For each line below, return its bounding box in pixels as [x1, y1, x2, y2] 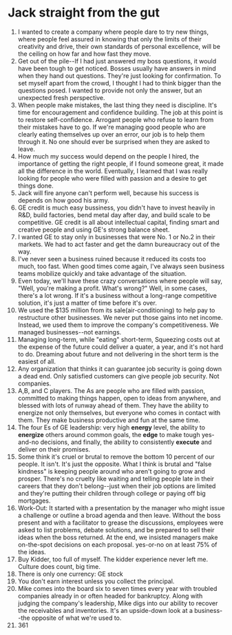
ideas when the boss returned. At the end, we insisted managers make [17, 533, 218, 541]
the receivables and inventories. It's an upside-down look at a [17, 606, 193, 614]
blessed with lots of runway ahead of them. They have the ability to [17, 401, 209, 410]
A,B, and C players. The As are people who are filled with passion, [17, 386, 206, 394]
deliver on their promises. [17, 445, 91, 453]
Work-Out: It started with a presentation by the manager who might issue [17, 503, 225, 512]
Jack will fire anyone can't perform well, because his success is [17, 188, 199, 197]
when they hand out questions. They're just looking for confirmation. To [17, 71, 222, 80]
